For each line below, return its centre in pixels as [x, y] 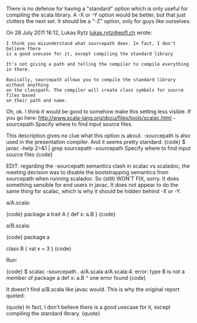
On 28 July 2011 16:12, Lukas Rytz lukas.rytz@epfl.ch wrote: [79, 33]
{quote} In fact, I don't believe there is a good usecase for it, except [88, 307]
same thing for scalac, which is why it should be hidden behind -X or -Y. [94, 191]
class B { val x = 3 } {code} [39, 249]
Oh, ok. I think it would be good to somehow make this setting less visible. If [98, 111]
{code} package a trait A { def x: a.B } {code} [61, 214]
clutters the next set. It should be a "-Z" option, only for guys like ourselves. [98, 21]
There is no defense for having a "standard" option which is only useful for [97, 9]
